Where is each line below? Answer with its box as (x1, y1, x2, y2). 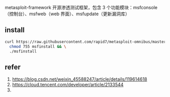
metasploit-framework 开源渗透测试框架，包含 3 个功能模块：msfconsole (5, 5, 158, 10)
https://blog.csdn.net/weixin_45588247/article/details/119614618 (12, 76, 148, 82)
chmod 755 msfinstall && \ (9, 44, 66, 49)
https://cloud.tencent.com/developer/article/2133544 (12, 82, 124, 88)
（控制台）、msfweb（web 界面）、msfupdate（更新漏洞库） (5, 11, 130, 17)
